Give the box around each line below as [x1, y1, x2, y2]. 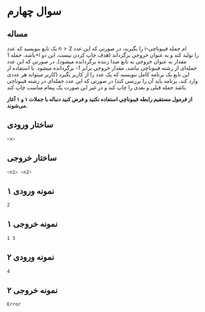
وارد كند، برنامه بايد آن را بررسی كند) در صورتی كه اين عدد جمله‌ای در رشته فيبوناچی [7, 78, 198, 84]
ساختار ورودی [7, 120, 54, 130]
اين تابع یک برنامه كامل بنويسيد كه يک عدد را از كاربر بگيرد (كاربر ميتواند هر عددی [7, 71, 190, 78]
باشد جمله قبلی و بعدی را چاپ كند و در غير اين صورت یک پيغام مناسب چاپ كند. [7, 84, 187, 91]
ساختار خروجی [7, 153, 57, 163]
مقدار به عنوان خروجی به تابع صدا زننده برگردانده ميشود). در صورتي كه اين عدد [7, 58, 187, 65]
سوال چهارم [7, 4, 62, 18]
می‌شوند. [7, 102, 28, 109]
